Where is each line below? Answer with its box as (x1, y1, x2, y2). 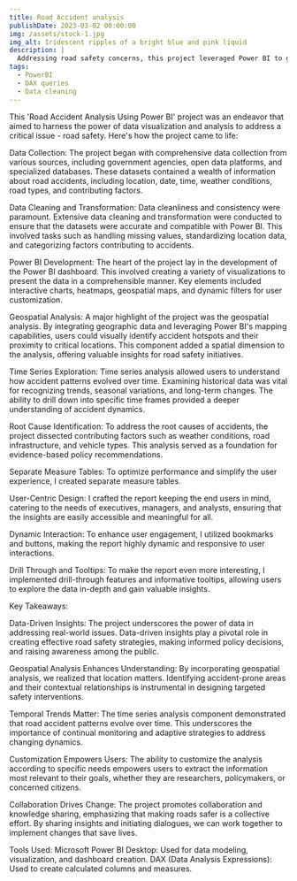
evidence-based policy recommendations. (9, 448, 164, 460)
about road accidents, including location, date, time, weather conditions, (9, 175, 272, 186)
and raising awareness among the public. (9, 646, 159, 656)
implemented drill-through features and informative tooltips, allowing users (9, 574, 282, 585)
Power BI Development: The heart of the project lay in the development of (9, 257, 278, 267)
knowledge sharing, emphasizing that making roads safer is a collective (9, 808, 270, 819)
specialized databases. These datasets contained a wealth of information (9, 165, 276, 177)
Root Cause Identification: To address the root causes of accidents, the (9, 421, 269, 432)
